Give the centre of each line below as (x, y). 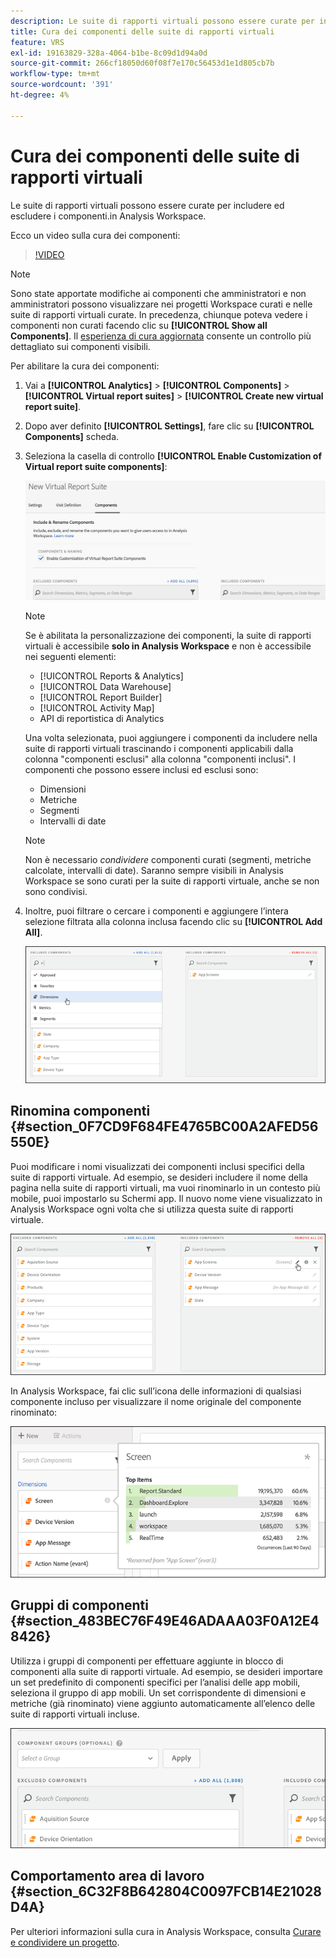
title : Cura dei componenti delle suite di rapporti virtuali (142, 31)
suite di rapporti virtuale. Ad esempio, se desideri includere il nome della (159, 1177)
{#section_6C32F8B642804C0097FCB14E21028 (166, 1891)
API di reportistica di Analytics (102, 719)
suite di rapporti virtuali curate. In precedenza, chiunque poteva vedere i (159, 314)
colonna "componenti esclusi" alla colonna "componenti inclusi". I (160, 759)
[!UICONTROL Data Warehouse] (105, 687)
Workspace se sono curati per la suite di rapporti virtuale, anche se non (172, 881)
